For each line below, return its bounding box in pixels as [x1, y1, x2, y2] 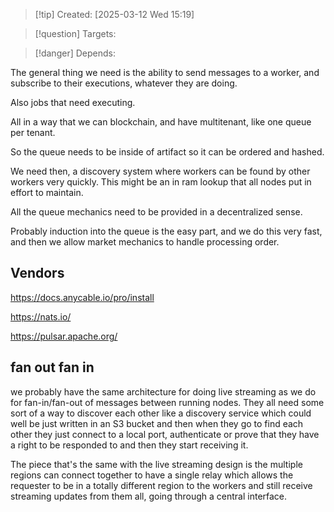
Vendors [10, 265, 65, 282]
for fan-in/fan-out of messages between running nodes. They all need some [10, 396, 325, 408]
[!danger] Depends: [34, 47, 116, 59]
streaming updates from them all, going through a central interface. [10, 490, 288, 502]
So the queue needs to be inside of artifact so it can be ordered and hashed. [10, 146, 325, 158]
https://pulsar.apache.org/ [10, 330, 118, 342]
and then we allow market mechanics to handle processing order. [10, 236, 280, 248]
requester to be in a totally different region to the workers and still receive [10, 479, 313, 491]
